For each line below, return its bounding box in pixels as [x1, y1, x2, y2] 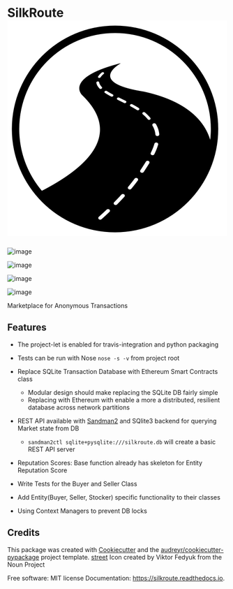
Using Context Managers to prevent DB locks [17, 507, 148, 515]
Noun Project [7, 560, 45, 569]
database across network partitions [27, 403, 130, 412]
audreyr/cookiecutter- [160, 545, 224, 553]
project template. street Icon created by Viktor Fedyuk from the [40, 553, 222, 561]
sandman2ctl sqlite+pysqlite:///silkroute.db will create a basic [27, 437, 216, 446]
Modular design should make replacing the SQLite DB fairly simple [27, 388, 218, 396]
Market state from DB [17, 424, 80, 432]
